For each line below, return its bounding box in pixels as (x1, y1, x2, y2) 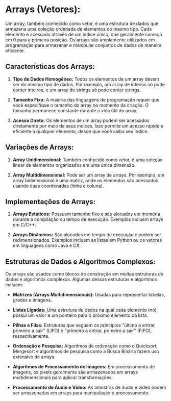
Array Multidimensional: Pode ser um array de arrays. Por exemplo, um (12, 172, 165, 178)
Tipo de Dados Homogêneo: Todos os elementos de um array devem (12, 76, 159, 82)
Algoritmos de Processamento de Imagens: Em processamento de (12, 364, 155, 370)
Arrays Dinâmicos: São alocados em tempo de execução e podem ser (12, 232, 162, 238)
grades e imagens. (12, 297, 52, 303)
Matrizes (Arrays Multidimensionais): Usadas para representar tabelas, (12, 292, 165, 298)
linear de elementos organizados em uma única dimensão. (12, 162, 136, 168)
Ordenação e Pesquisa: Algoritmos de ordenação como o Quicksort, (12, 343, 158, 349)
